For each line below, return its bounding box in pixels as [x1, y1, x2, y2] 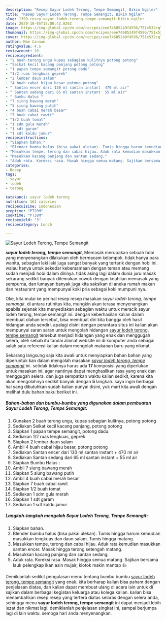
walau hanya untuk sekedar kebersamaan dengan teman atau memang [5, 265, 149, 271]
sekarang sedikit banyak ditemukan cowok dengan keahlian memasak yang [5, 275, 159, 281]
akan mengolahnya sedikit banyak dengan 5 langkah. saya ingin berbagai [5, 378, 155, 384]
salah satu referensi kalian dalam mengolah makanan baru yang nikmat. [5, 343, 151, 349]
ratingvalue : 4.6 [5, 44, 41, 49]
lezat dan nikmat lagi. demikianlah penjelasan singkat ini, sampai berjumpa [5, 605, 157, 611]
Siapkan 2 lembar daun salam [12, 439, 73, 445]
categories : [5, 163, 30, 168]
